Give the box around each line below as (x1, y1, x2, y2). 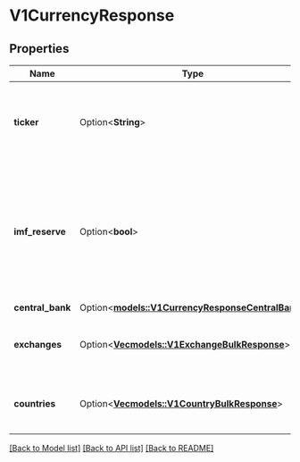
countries (13, 398, 56, 409)
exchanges (13, 339, 62, 350)
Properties (9, 41, 70, 56)
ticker (13, 116, 39, 128)
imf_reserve (13, 225, 66, 238)
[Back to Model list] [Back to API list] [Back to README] (9, 443, 214, 453)
